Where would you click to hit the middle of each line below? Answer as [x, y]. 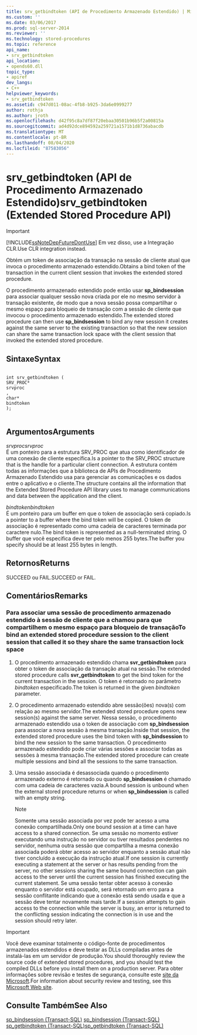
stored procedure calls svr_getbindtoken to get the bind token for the [99, 675]
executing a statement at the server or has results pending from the [96, 864]
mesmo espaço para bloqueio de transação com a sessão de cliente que [94, 309]
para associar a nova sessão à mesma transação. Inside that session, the [102, 730]
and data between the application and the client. [64, 496]
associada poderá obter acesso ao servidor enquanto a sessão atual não [102, 851]
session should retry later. [46, 920]
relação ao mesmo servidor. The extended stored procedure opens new [101, 711]
